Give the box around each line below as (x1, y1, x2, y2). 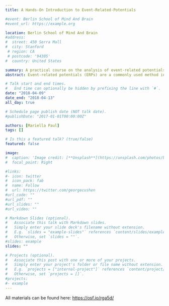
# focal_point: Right (5, 160, 53, 165)
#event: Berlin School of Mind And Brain (5, 16, 94, 22)
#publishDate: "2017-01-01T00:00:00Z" (5, 114, 87, 119)
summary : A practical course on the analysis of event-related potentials (5, 68, 165, 73)
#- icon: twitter (5, 173, 42, 179)
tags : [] (5, 128, 24, 133)
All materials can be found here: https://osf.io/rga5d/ (5, 294, 114, 300)
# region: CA (7, 49, 35, 54)
